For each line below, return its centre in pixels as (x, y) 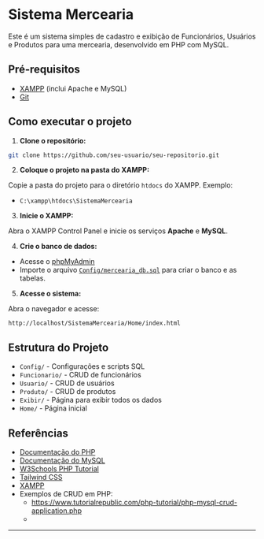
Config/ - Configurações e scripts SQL (82, 366)
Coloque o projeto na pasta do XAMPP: (84, 170)
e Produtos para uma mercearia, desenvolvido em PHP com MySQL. (119, 44)
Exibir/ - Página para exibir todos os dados (91, 400)
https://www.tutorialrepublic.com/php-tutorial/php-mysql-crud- (134, 503)
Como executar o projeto (70, 122)
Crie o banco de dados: (58, 247)
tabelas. (32, 278)
